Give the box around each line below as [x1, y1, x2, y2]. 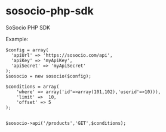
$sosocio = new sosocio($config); [5, 73, 92, 79]
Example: [5, 35, 29, 42]
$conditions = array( [5, 84, 60, 90]
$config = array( [5, 47, 49, 53]
